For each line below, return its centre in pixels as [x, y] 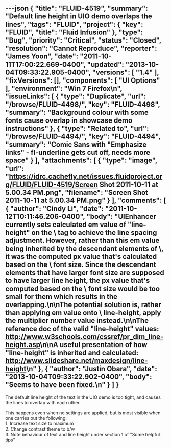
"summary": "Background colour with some [77, 113]
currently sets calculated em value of [66, 225]
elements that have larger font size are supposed [85, 273]
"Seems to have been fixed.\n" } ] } [62, 385]
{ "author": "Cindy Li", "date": [54, 209]
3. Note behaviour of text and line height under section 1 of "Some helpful [83, 434]
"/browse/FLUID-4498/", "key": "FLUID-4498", [83, 105]
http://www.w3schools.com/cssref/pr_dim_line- [84, 337]
